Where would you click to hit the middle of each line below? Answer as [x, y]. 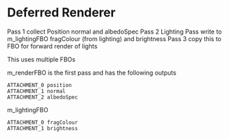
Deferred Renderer [61, 13]
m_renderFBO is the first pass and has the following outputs [92, 73]
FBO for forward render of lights [52, 46]
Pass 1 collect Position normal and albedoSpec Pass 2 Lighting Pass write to [114, 31]
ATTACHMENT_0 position [39, 85]
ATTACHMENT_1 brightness [43, 128]
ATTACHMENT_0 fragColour [43, 122]
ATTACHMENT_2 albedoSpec [43, 97]
